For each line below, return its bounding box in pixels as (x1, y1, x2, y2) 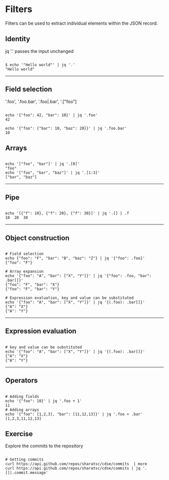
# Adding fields (5, 394, 39, 399)
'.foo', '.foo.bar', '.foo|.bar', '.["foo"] (5, 98, 77, 104)
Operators (5, 376, 38, 385)
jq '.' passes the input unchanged (5, 48, 74, 54)
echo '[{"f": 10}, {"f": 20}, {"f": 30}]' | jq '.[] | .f (5, 211, 129, 216)
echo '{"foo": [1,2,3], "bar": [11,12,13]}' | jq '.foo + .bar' (5, 412, 143, 417)
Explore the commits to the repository (5, 443, 83, 449)
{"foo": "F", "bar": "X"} (5, 282, 59, 287)
